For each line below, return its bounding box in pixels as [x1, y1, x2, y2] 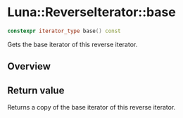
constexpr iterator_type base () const [7, 27, 121, 34]
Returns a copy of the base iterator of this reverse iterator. [7, 103, 176, 112]
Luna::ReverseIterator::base [7, 4, 176, 20]
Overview [7, 60, 51, 72]
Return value [7, 84, 65, 96]
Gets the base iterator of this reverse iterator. [7, 40, 138, 48]
